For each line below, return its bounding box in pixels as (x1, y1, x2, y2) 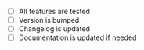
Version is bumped (18, 16, 80, 25)
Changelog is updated (18, 24, 91, 34)
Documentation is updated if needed (18, 33, 137, 42)
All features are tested (18, 7, 91, 16)
